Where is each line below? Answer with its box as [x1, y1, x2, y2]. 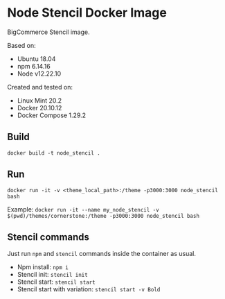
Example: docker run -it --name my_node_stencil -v [7, 205, 159, 213]
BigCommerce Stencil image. [7, 28, 90, 36]
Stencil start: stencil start [17, 277, 96, 286]
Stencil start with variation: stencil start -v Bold [17, 285, 161, 293]
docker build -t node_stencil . [7, 149, 100, 157]
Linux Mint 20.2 [17, 96, 62, 105]
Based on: [7, 41, 36, 49]
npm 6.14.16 [17, 62, 51, 70]
